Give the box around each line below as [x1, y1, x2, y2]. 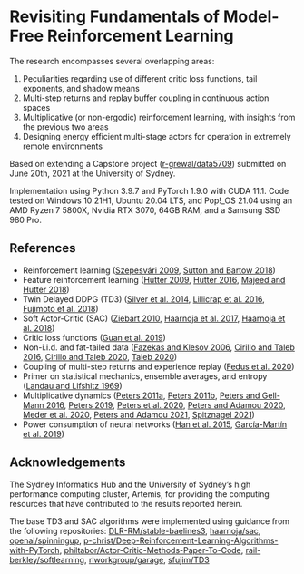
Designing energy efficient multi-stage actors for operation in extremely [22, 131, 292, 141]
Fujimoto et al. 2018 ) [22, 303, 99, 314]
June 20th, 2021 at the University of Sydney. [9, 168, 176, 179]
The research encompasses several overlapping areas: [9, 55, 215, 66]
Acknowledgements [9, 455, 126, 471]
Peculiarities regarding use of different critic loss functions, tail [22, 73, 258, 83]
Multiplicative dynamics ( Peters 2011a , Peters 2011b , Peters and [22, 390, 260, 401]
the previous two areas [22, 121, 109, 132]
